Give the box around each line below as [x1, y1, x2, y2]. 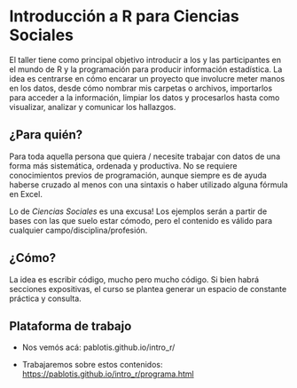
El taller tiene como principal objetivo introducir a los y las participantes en [9, 54, 282, 65]
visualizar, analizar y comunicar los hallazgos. [9, 101, 176, 112]
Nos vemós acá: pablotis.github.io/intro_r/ [21, 342, 176, 352]
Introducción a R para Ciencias [9, 6, 239, 27]
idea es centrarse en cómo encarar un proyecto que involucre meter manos [9, 73, 285, 83]
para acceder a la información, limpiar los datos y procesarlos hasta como [9, 91, 280, 103]
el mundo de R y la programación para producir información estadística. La [9, 64, 283, 75]
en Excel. [9, 188, 43, 199]
